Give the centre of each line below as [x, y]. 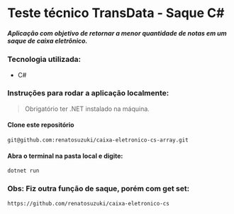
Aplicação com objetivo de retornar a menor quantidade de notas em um [117, 33]
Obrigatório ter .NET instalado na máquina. [87, 109]
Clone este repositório [41, 125]
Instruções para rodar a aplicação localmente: [88, 93]
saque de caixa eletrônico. [48, 41]
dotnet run [23, 171]
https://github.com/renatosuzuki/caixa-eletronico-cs [89, 203]
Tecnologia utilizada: [44, 60]
